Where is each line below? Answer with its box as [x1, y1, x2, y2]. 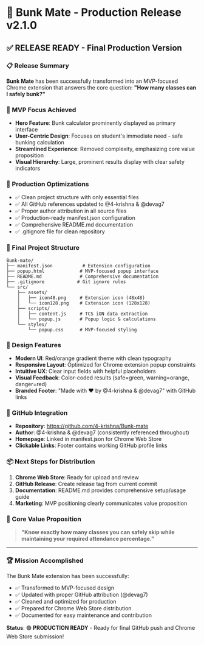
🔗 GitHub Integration [6, 408, 68, 417]
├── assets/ [17, 289, 47, 295]
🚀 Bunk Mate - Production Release [6, 5, 182, 19]
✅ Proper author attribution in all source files [15, 207, 127, 215]
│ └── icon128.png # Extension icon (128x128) [17, 300, 151, 306]
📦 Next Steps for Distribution [6, 457, 95, 466]
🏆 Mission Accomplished [6, 556, 84, 565]
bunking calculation [15, 139, 65, 146]
